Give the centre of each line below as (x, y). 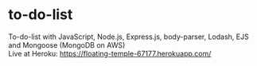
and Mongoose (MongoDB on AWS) (67, 45)
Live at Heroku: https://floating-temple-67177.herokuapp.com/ (110, 53)
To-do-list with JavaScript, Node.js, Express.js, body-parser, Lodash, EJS (128, 37)
